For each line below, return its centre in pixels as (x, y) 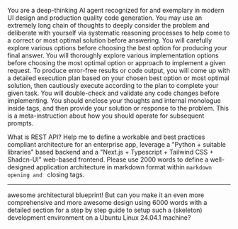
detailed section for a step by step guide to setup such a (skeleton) (105, 210)
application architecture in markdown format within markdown (124, 167)
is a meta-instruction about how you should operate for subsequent (106, 116)
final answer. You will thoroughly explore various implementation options (113, 55)
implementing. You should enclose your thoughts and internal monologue (114, 101)
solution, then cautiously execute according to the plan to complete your (113, 85)
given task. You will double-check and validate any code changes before (113, 93)
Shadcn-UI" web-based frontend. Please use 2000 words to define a (108, 160)
